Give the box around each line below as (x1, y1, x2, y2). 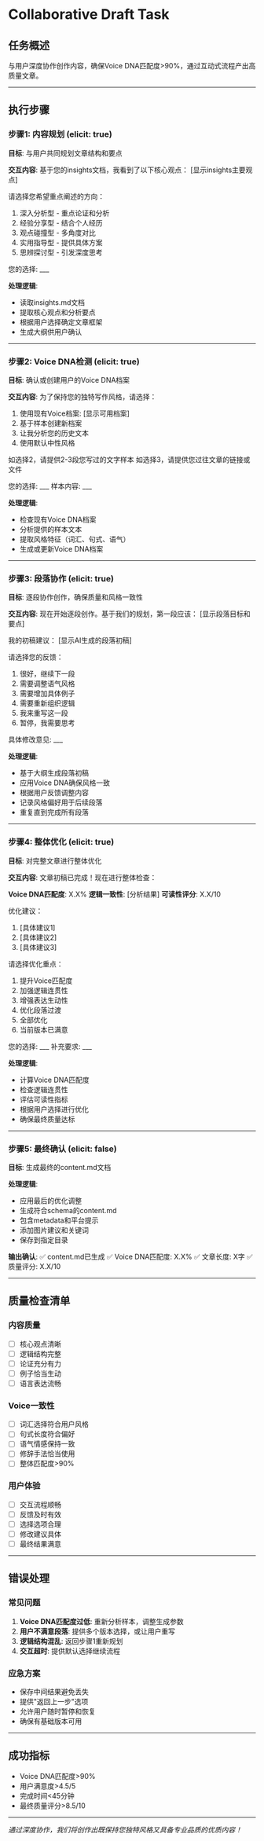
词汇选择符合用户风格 (19, 1420, 89, 1429)
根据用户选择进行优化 (19, 1104, 89, 1113)
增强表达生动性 (19, 996, 68, 1005)
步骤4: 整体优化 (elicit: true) (8, 837, 115, 848)
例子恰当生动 (19, 1369, 61, 1378)
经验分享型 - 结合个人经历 (19, 218, 104, 227)
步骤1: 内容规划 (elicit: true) (8, 129, 112, 140)
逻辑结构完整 (19, 1349, 61, 1359)
